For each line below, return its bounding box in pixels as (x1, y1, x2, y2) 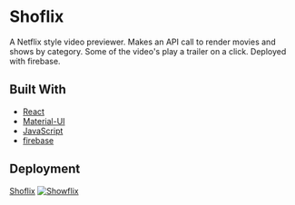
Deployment (9, 161, 81, 177)
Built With (9, 82, 66, 97)
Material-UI (22, 115, 65, 126)
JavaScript (22, 125, 64, 136)
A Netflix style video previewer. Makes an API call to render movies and (9, 36, 276, 47)
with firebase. (9, 55, 61, 66)
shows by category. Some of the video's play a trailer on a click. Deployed (9, 45, 287, 56)
